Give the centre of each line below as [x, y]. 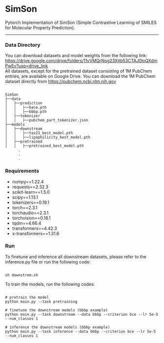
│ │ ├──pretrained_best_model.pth [44, 146]
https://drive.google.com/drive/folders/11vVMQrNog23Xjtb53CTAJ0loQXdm [81, 61]
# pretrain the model [27, 297]
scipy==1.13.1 [25, 197]
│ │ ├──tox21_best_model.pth [39, 133]
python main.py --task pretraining [41, 302]
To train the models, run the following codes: [50, 284]
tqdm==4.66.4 [27, 223]
